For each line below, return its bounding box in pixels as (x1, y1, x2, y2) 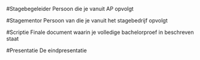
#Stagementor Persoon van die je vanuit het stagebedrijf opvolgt (6, 17, 168, 24)
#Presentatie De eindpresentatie (6, 47, 87, 54)
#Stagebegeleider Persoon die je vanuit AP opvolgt (6, 5, 134, 12)
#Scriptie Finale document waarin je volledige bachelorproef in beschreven (6, 28, 194, 36)
